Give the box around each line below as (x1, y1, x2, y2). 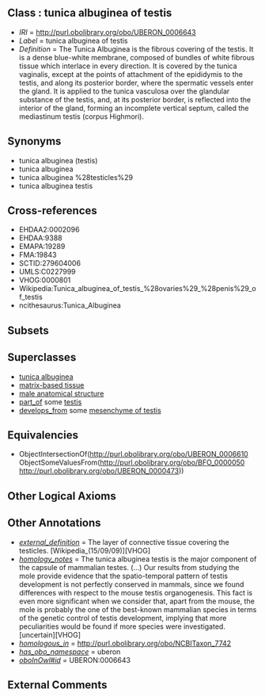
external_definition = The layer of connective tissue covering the (18, 537, 230, 546)
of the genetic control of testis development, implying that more (18, 613, 227, 622)
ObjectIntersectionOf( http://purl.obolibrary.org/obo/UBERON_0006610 (18, 450, 248, 459)
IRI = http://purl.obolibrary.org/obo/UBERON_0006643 (18, 27, 197, 36)
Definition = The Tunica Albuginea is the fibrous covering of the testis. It (18, 44, 254, 54)
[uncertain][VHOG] (18, 630, 81, 639)
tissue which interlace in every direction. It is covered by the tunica (18, 61, 238, 71)
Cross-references (7, 204, 98, 217)
